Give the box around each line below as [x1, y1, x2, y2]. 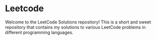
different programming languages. [5, 29, 74, 35]
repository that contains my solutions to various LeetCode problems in [5, 24, 146, 30]
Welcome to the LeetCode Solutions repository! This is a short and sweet [5, 19, 152, 25]
